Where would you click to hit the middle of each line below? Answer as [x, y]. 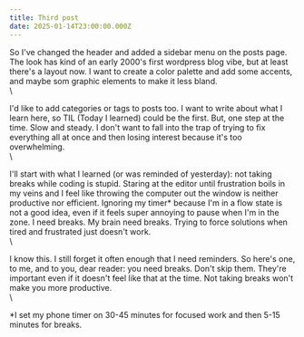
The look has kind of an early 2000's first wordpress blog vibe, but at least [149, 62]
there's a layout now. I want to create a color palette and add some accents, [151, 71]
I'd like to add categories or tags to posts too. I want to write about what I [146, 108]
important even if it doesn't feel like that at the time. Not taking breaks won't [152, 278]
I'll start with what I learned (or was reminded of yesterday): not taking [141, 174]
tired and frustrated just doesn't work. [80, 231]
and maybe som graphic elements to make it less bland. [113, 81]
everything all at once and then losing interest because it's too [126, 137]
